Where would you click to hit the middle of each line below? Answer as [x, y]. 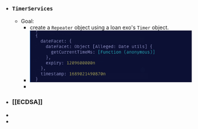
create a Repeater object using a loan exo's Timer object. [99, 27]
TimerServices [32, 8]
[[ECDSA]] [27, 102]
